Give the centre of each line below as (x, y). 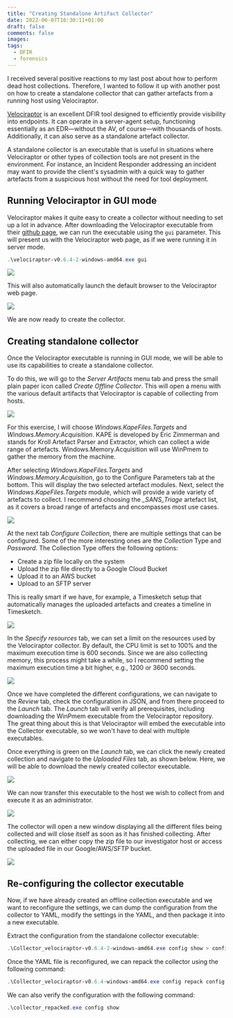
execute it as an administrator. (50, 800)
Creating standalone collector (73, 341)
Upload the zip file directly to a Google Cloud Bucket (92, 569)
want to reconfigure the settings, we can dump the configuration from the (112, 908)
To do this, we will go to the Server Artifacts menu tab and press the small (113, 379)
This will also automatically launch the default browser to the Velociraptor (112, 286)
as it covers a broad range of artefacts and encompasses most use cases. (113, 507)
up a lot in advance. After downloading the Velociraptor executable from (110, 225)
